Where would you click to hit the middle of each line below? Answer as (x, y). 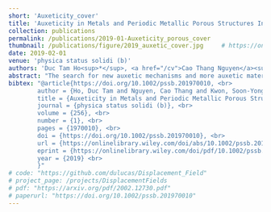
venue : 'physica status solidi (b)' (70, 61)
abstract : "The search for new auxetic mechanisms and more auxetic (126, 76)
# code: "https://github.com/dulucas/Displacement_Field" (108, 173)
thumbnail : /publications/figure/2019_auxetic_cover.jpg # (117, 46)
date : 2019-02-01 (38, 53)
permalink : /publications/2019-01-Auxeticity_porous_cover (110, 38)
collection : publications (52, 31)
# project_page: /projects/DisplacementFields (88, 181)
